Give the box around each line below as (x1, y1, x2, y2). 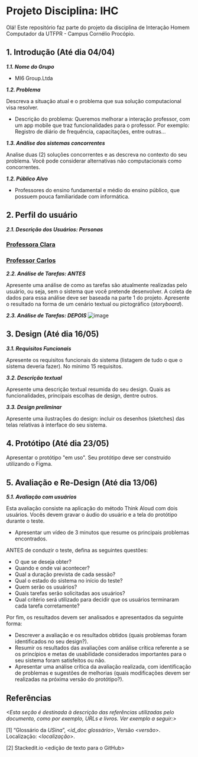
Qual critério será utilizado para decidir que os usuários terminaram (14, 596, 179, 603)
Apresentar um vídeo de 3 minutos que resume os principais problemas (14, 529, 190, 536)
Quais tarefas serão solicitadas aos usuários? (14, 590, 125, 597)
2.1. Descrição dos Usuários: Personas (6, 225, 103, 233)
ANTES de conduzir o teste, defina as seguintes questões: (6, 547, 148, 554)
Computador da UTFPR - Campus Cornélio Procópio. (6, 30, 135, 37)
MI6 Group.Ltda (14, 74, 53, 81)
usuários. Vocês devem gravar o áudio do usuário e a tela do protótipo (6, 511, 177, 519)
